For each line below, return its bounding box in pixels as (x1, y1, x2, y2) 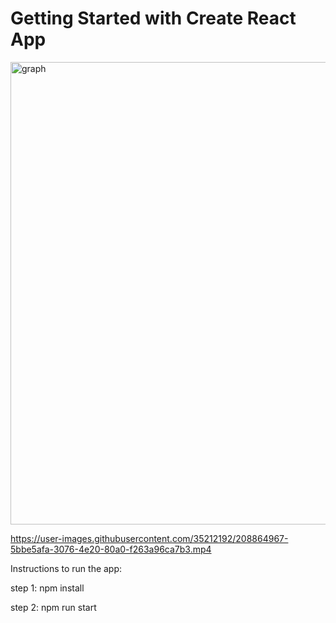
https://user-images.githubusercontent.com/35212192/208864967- (10, 532, 289, 544)
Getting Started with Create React (10, 7, 297, 30)
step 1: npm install (10, 582, 85, 594)
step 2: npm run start (10, 601, 97, 613)
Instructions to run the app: (10, 562, 123, 574)
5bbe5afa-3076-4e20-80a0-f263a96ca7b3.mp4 (10, 543, 212, 555)
